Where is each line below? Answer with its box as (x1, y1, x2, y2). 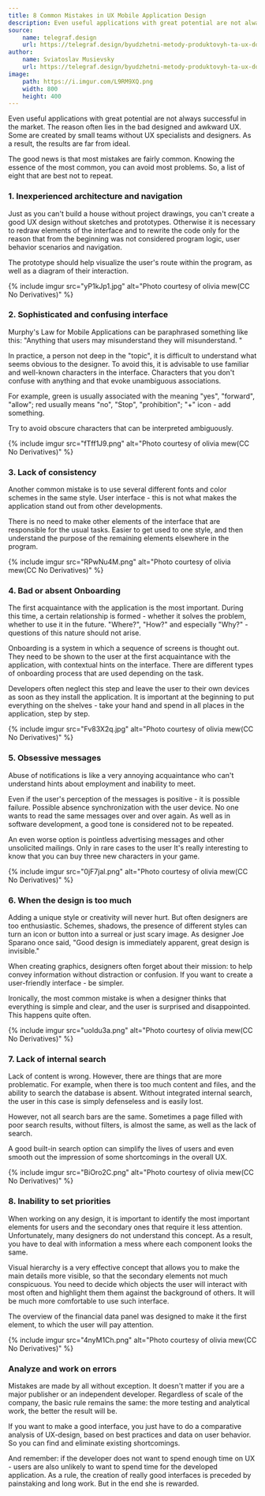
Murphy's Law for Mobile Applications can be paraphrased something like (8, 327, 248, 336)
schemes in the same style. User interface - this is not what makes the (8, 493, 237, 503)
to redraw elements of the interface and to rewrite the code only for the (8, 226, 240, 235)
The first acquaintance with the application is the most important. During (8, 603, 244, 612)
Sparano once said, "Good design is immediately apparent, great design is (8, 938, 250, 948)
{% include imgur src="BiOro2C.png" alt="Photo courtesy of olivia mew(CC (8, 1168, 255, 1177)
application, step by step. (8, 709, 91, 719)
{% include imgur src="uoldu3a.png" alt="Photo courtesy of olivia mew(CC (8, 1026, 254, 1035)
